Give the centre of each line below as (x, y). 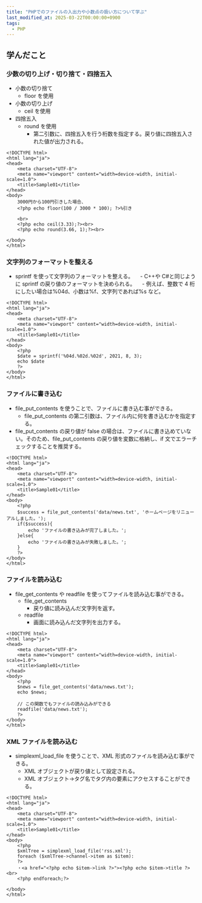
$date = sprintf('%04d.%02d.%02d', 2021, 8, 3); (80, 356)
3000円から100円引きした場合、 (52, 202)
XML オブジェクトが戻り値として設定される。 (81, 771)
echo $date (31, 362)
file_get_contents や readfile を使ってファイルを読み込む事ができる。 (101, 594)
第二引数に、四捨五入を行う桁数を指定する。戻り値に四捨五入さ (113, 134)
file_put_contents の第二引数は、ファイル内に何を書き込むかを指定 (107, 416)
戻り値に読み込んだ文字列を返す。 (76, 608)
